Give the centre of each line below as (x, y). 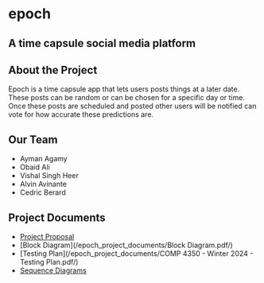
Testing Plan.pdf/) (49, 262)
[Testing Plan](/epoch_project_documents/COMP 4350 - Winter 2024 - (136, 254)
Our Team (33, 140)
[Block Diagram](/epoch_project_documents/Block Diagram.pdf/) (126, 245)
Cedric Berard (43, 192)
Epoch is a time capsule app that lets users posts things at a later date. (124, 89)
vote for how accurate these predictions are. (81, 114)
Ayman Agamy (43, 159)
